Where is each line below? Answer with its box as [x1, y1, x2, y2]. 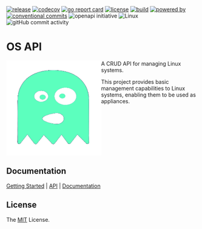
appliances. [101, 97, 130, 104]
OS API [6, 40, 42, 54]
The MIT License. [6, 216, 50, 223]
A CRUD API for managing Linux [101, 60, 181, 67]
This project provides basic [101, 78, 169, 85]
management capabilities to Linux [101, 84, 186, 92]
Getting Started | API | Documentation [6, 182, 101, 190]
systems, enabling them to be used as [101, 91, 196, 98]
